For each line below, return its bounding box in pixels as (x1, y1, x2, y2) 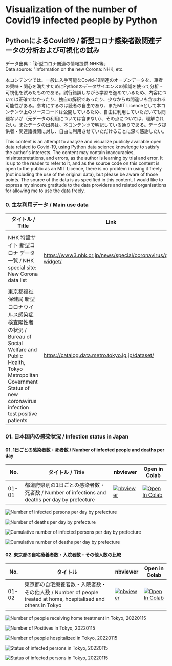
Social (8, 340, 23, 347)
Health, (8, 359, 26, 366)
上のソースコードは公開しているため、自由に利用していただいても (23, 109, 162, 115)
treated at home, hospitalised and (24, 595, 105, 602)
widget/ (43, 258, 62, 265)
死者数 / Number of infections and (25, 489, 106, 497)
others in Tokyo (24, 602, 62, 609)
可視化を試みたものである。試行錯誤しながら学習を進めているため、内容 (5, 90, 158, 96)
